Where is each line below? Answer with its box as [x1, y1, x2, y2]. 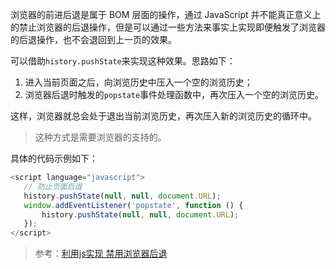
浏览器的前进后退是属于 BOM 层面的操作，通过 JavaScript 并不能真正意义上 [10, 9, 322, 20]
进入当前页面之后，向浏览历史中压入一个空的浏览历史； [24, 76, 253, 88]
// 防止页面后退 [23, 181, 83, 192]
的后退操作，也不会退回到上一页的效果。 [10, 34, 177, 45]
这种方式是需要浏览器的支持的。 [34, 131, 167, 143]
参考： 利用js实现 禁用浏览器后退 [34, 248, 168, 260]
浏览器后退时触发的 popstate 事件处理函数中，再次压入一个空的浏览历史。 [24, 89, 325, 100]
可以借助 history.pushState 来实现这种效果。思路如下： [10, 55, 236, 67]
